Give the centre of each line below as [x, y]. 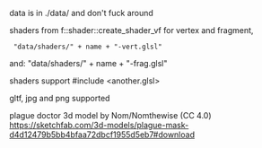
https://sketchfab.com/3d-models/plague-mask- [99, 125]
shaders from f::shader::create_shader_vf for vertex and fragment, [131, 30]
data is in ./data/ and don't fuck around [82, 13]
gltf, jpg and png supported [60, 98]
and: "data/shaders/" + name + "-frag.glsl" [88, 63]
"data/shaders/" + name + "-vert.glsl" [88, 47]
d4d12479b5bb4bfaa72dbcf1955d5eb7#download [102, 135]
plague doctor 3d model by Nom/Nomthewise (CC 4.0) [111, 115]
